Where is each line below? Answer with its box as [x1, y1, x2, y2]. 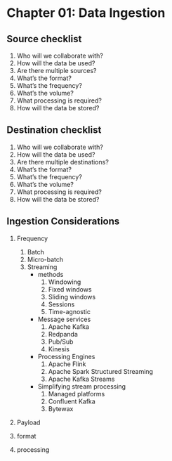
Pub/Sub [48, 337, 74, 346]
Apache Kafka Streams [48, 375, 115, 383]
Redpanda [48, 330, 79, 338]
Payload [16, 418, 41, 427]
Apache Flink [48, 360, 86, 368]
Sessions [48, 300, 75, 309]
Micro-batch [27, 255, 64, 264]
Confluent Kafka [48, 397, 95, 405]
